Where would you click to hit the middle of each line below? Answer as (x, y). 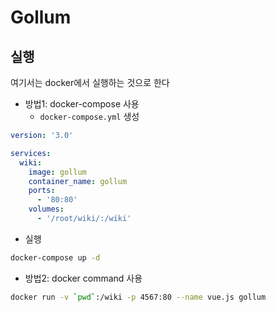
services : (31, 153)
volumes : (46, 209)
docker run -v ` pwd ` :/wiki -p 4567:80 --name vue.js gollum (138, 297)
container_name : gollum (78, 181)
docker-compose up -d (55, 257)
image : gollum (57, 172)
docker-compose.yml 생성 (89, 116)
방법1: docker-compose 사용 (82, 104)
